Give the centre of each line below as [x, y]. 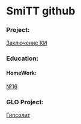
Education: [22, 58]
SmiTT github [41, 11]
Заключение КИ [27, 43]
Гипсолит [18, 115]
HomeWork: [22, 73]
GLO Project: [25, 102]
